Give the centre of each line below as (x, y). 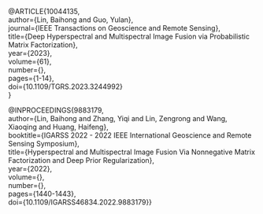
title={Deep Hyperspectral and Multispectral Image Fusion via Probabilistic (129, 36)
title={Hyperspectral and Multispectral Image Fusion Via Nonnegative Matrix (132, 152)
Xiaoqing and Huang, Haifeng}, (58, 127)
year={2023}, (30, 53)
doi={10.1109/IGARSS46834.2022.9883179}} (80, 202)
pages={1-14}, (31, 78)
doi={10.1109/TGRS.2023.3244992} (66, 87)
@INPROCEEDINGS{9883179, (56, 110)
